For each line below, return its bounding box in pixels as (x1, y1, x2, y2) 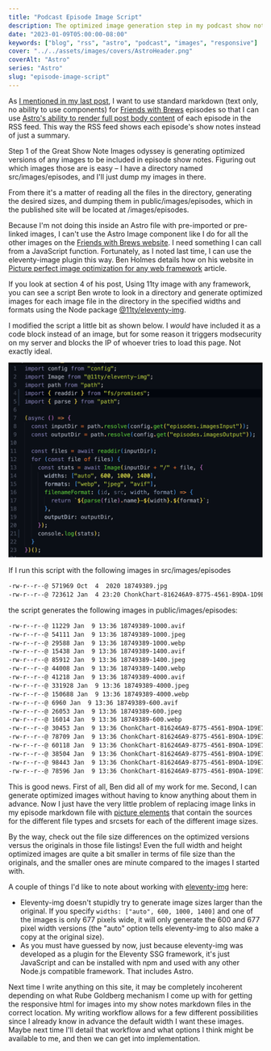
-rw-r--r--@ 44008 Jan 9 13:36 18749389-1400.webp (8, 664, 186, 673)
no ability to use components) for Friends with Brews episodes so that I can (8, 104, 260, 114)
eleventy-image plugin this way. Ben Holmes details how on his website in (8, 255, 254, 265)
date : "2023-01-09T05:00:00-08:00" (8, 30, 128, 38)
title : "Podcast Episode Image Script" (8, 13, 143, 21)
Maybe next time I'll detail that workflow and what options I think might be (8, 1024, 254, 1035)
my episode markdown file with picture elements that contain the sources (8, 807, 252, 817)
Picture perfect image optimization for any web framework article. (8, 263, 227, 273)
